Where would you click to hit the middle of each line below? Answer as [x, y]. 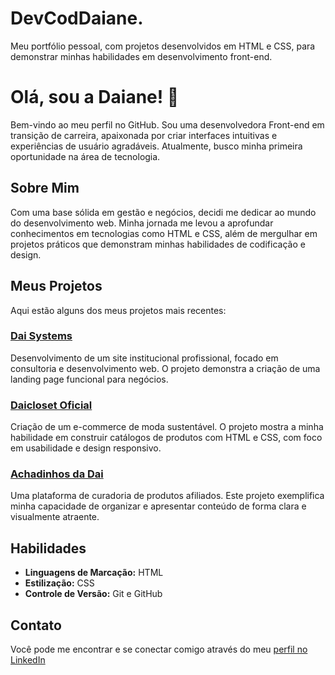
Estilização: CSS [59, 583]
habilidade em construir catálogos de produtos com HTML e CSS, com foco [166, 438]
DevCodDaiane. [77, 18]
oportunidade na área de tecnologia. [85, 156]
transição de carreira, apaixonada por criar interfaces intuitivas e [144, 135]
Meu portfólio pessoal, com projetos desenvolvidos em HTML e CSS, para [163, 46]
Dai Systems [41, 336]
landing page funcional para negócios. [89, 379]
